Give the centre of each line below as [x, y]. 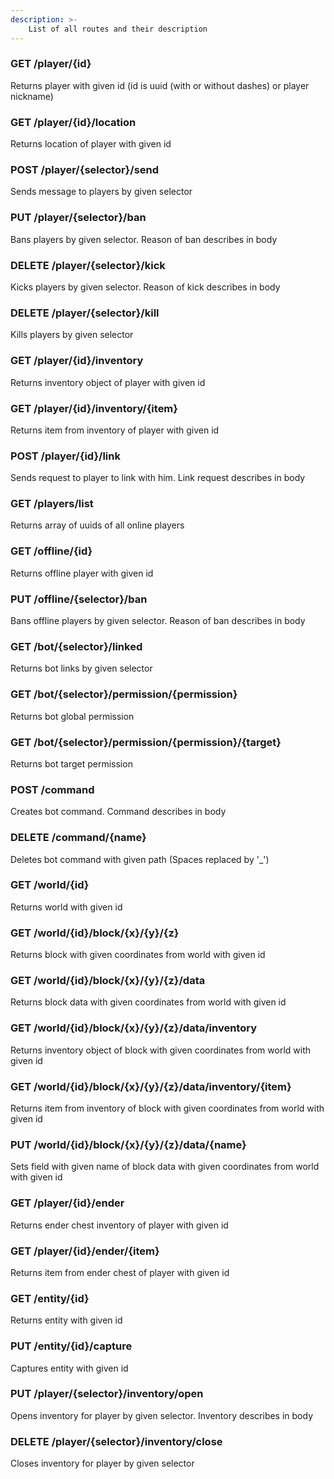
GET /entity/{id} [50, 1298]
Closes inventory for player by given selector [102, 1463]
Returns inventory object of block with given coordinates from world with [161, 1050]
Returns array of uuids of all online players [97, 525]
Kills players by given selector [72, 335]
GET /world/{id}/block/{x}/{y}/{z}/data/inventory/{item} [151, 1086]
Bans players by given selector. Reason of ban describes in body [144, 239]
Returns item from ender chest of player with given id [120, 1272]
